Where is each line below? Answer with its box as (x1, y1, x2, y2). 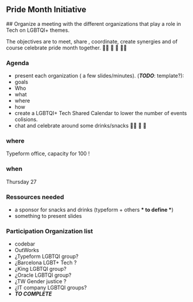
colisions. (14, 116, 38, 123)
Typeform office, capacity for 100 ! (6, 150, 90, 157)
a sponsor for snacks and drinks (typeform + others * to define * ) (14, 206, 174, 213)
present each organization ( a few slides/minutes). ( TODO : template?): (14, 72, 184, 79)
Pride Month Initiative (6, 5, 87, 15)
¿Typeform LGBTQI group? (14, 253, 79, 260)
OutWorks (14, 247, 39, 254)
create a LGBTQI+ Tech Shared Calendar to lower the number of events (14, 110, 187, 117)
